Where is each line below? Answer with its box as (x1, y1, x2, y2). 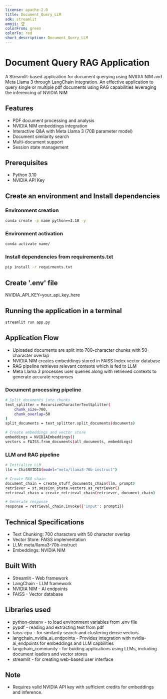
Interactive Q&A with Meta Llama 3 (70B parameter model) (12, 128, 133, 134)
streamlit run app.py (5, 320, 50, 325)
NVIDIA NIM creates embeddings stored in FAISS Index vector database (12, 357, 160, 364)
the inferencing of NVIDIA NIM (5, 89, 68, 95)
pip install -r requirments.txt (5, 264, 72, 270)
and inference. (12, 689, 42, 695)
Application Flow (5, 334, 59, 342)
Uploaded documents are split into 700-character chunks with (12, 347, 141, 353)
